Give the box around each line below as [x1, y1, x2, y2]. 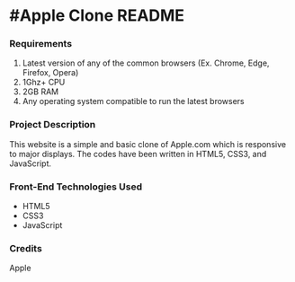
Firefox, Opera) [22, 67, 79, 78]
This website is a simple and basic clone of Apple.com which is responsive [9, 138, 286, 149]
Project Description [9, 119, 96, 131]
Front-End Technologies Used [9, 181, 143, 193]
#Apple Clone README [9, 5, 185, 26]
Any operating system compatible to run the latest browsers [22, 96, 245, 107]
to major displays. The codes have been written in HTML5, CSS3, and [9, 148, 267, 159]
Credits [9, 242, 42, 254]
